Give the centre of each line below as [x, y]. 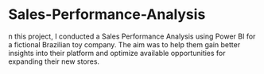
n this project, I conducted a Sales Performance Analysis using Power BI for [132, 36]
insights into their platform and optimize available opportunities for [117, 53]
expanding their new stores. [54, 61]
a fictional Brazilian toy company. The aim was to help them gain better [124, 44]
